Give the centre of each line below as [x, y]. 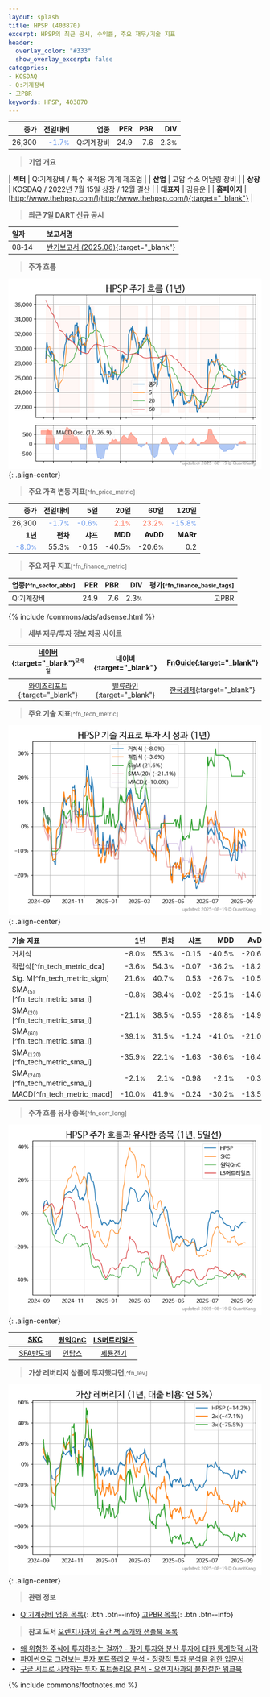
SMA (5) [23, 990]
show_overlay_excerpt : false [64, 60]
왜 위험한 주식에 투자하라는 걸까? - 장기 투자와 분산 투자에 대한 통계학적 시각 [139, 1649]
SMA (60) [25, 1032]
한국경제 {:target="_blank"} [213, 690]
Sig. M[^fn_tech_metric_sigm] [61, 978]
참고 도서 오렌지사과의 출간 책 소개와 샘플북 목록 [103, 1631]
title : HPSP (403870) [45, 25]
